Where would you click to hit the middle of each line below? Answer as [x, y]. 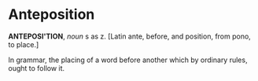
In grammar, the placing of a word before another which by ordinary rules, [128, 60]
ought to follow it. [37, 68]
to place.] [24, 44]
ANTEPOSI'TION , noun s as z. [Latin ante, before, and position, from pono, [130, 36]
